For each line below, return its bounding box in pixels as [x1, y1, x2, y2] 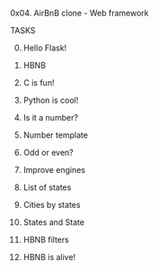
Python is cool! [22, 94, 79, 105]
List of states [22, 182, 72, 193]
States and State [22, 217, 84, 228]
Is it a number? [22, 112, 79, 122]
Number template [22, 130, 89, 140]
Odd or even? [22, 148, 75, 157]
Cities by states [22, 200, 81, 210]
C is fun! [22, 77, 55, 88]
